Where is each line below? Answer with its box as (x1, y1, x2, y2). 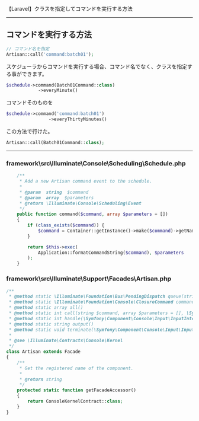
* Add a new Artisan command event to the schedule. (19, 178, 152, 184)
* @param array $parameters (19, 194, 94, 200)
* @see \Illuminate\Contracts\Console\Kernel (8, 337, 123, 344)
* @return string (19, 376, 62, 382)
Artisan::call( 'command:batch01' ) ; (6, 51, 94, 58)
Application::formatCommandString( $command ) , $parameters (37, 250, 184, 256)
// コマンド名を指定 (6, 46, 50, 52)
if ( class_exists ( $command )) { (27, 222, 105, 228)
